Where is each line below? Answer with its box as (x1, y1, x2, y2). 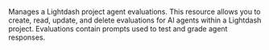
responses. (8, 32, 46, 42)
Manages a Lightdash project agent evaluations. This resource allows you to (8, 7, 261, 16)
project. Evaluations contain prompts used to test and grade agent (8, 24, 228, 33)
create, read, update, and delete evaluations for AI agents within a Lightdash (8, 15, 262, 25)
